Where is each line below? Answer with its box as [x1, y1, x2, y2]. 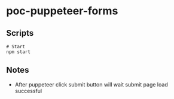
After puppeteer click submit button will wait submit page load [14, 81, 169, 88]
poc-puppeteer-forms [6, 4, 118, 18]
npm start [6, 49, 31, 55]
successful [14, 87, 42, 94]
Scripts [6, 28, 34, 38]
